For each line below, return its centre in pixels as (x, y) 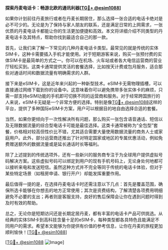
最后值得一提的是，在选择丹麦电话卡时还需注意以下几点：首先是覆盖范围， (82, 184)
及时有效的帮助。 (23, 203)
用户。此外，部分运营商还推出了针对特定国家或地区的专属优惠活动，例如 (84, 138)
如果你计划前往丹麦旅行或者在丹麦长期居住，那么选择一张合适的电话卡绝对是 (84, 18)
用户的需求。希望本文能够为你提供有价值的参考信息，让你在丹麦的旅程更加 (86, 226)
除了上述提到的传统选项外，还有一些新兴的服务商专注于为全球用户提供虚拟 (82, 155)
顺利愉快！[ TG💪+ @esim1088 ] (36, 232)
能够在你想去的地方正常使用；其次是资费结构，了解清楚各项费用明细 (92, 190)
